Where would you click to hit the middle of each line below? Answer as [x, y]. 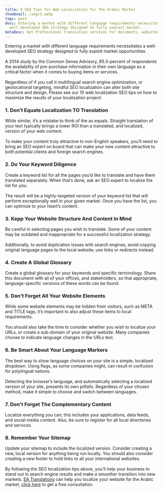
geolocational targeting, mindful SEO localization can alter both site [72, 87]
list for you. [16, 185]
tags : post [16, 18]
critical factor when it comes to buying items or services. [62, 72]
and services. [19, 425]
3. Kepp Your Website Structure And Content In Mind [68, 218]
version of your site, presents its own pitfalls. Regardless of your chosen [77, 387]
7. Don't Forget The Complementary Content [58, 404]
